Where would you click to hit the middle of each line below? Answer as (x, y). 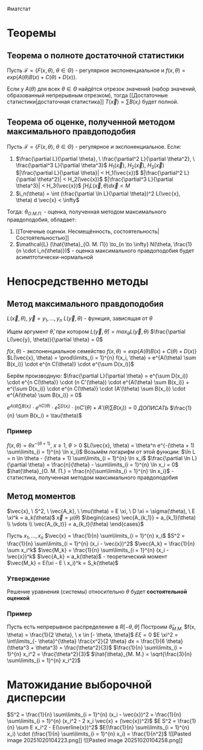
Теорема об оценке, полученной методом (91, 122)
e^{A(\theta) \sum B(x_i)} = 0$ (44, 395)
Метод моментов (41, 496)
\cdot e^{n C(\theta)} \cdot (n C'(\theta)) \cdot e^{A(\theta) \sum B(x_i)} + (98, 382)
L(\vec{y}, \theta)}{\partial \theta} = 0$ (55, 339)
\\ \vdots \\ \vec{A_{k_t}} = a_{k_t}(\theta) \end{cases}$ (76, 524)
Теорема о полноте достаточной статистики (95, 55)
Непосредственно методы (78, 282)
